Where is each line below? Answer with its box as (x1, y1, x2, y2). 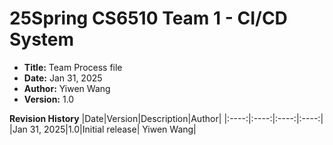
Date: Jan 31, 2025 (23, 72, 103, 84)
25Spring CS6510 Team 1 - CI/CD (9, 7, 288, 30)
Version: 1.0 (23, 93, 75, 105)
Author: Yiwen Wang (23, 82, 111, 94)
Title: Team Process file (23, 61, 123, 73)
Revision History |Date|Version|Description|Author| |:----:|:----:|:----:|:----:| (9, 112, 324, 124)
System (9, 28, 75, 51)
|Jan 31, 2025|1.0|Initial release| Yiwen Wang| (9, 123, 197, 135)
